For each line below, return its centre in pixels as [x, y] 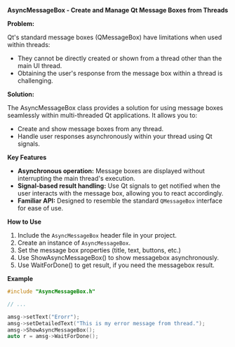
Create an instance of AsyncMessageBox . [74, 243]
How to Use [25, 222]
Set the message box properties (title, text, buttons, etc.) [99, 250]
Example [20, 279]
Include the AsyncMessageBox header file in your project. [97, 235]
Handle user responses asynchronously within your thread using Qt [115, 136]
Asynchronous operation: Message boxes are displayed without [111, 171]
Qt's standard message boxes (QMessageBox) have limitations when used [115, 37]
